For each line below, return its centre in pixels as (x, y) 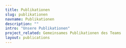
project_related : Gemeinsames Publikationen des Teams (63, 33)
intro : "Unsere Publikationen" (38, 28)
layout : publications (28, 38)
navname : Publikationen (30, 19)
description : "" (22, 24)
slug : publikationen (27, 14)
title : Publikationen (28, 10)
